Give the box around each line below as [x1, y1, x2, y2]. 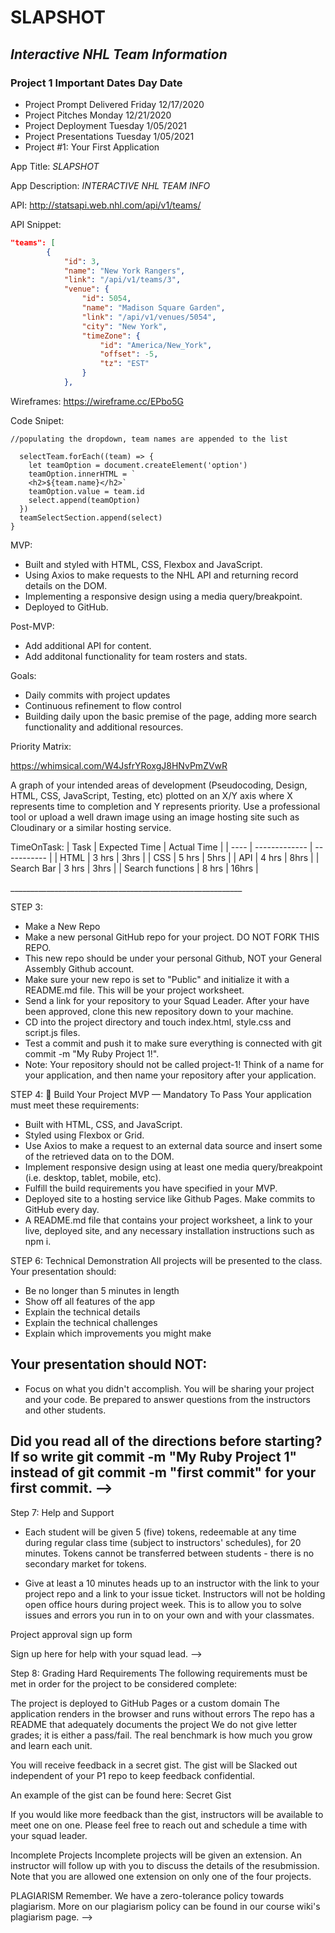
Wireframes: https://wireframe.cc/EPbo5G [10, 395, 184, 407]
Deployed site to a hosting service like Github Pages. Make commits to [24, 1192, 316, 1205]
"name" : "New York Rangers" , [63, 266, 186, 276]
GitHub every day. [24, 1203, 100, 1215]
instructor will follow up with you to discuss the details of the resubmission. [10, 1859, 320, 1871]
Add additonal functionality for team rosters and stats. [24, 650, 248, 662]
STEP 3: [10, 901, 43, 913]
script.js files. [24, 1026, 81, 1038]
